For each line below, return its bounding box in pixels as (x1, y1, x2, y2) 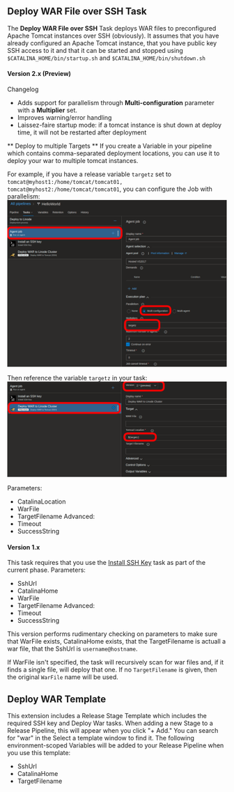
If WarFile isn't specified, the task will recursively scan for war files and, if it (7, 658, 224, 667)
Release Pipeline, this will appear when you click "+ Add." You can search (7, 726, 219, 734)
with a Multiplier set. (17, 106, 78, 114)
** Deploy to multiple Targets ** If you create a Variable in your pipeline (7, 142, 212, 150)
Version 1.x (7, 543, 40, 551)
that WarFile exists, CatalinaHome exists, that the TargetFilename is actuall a (7, 637, 226, 646)
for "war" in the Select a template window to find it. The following (7, 733, 195, 742)
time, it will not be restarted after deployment (17, 128, 147, 137)
